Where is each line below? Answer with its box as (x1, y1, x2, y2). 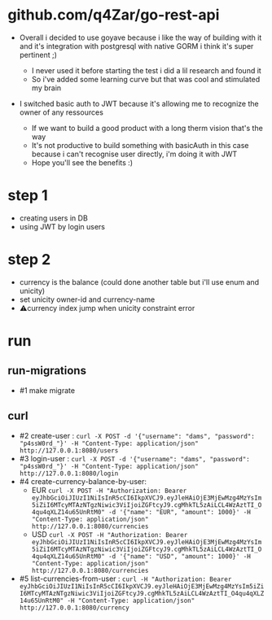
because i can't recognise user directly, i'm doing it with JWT (31, 149, 238, 159)
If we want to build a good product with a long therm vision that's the (31, 123, 264, 133)
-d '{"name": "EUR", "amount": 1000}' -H (107, 508, 252, 516)
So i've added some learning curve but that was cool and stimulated (31, 74, 261, 84)
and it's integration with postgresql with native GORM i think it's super (19, 41, 254, 50)
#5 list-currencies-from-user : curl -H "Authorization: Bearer (19, 574, 232, 583)
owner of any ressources (19, 107, 103, 117)
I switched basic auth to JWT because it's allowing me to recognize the (19, 98, 259, 108)
